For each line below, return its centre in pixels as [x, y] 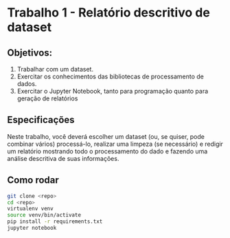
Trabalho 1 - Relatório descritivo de [109, 13]
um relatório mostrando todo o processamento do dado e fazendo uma [107, 151]
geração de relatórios [47, 98]
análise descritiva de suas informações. [63, 158]
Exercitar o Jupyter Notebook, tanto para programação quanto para [113, 91]
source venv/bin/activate [44, 215]
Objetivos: [30, 53]
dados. [27, 84]
